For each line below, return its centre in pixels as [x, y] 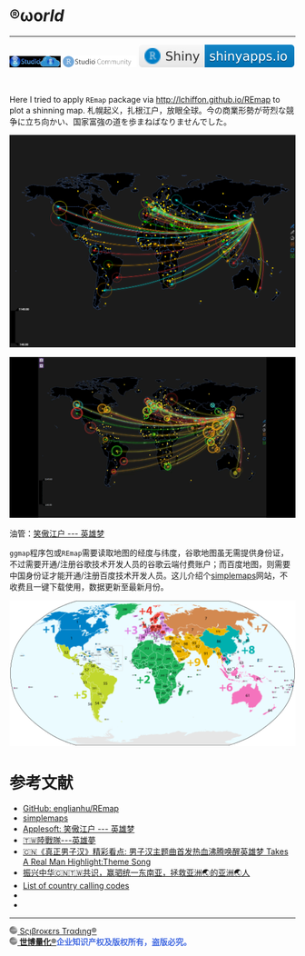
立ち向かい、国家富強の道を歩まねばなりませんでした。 [128, 121]
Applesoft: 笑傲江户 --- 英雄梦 [79, 829]
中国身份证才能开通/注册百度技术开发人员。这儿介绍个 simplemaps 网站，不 [149, 576]
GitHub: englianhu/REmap [71, 809]
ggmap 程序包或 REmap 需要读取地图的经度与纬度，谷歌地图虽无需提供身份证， [149, 553]
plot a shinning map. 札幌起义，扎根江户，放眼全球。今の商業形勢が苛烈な [148, 110]
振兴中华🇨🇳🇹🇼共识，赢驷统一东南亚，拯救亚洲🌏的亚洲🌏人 [136, 872]
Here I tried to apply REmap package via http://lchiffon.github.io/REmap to [145, 99]
